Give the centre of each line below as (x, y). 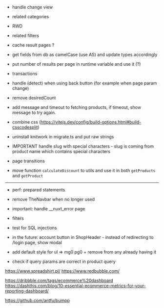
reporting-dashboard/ (27, 291)
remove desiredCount (34, 98)
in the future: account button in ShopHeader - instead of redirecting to (83, 237)
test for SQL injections (34, 228)
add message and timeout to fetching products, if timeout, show (77, 107)
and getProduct (28, 176)
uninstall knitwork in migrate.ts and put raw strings (63, 137)
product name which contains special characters (61, 151)
